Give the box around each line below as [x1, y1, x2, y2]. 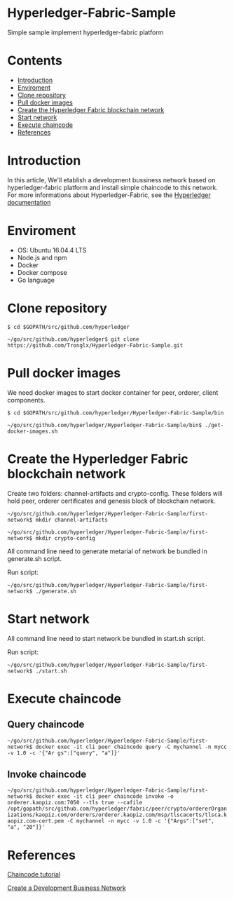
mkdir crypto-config [35, 534, 96, 541]
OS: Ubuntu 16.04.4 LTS [17, 245, 87, 254]
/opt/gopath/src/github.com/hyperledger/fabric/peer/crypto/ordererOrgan [7, 805, 228, 813]
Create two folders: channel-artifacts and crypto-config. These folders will [7, 489, 223, 497]
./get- [205, 421, 224, 428]
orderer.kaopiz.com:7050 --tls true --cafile [7, 799, 142, 806]
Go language [17, 276, 55, 284]
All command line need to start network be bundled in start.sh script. [7, 634, 205, 642]
